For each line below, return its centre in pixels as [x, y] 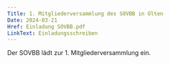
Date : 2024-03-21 [32, 20]
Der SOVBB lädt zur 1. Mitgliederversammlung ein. [79, 53]
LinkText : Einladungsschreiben [53, 33]
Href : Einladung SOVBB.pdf [46, 26]
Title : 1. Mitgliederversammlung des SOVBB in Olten [85, 14]
